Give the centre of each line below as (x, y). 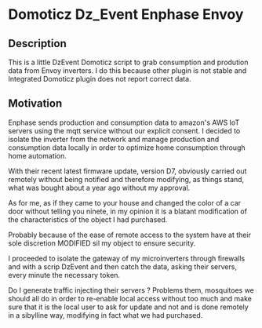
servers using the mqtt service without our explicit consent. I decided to (124, 130)
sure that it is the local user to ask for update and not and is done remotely (128, 307)
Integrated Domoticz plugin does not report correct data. (100, 79)
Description (37, 44)
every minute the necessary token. (64, 275)
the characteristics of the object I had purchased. (88, 219)
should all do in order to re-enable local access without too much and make (130, 298)
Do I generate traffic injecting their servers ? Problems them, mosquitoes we (131, 290)
